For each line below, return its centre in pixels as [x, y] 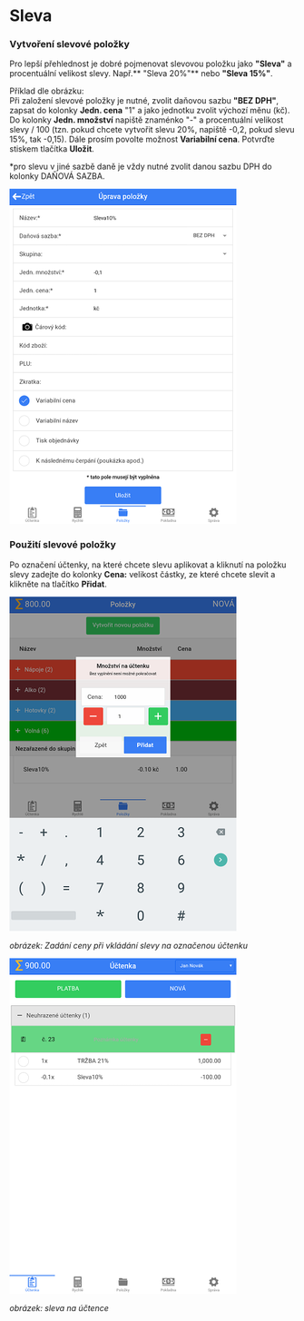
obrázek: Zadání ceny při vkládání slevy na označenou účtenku [128, 945]
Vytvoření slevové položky [69, 44]
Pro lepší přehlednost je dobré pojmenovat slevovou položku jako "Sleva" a [151, 64]
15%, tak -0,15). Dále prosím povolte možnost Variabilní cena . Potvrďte [142, 139]
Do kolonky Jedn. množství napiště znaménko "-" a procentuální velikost [147, 120]
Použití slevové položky [63, 545]
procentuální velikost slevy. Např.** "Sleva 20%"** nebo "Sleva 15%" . [142, 74]
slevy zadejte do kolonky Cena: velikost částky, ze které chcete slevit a [142, 574]
